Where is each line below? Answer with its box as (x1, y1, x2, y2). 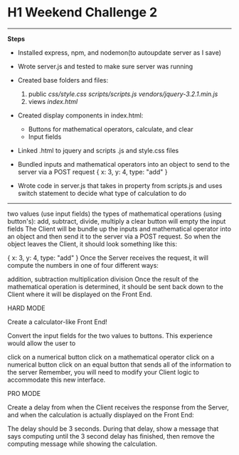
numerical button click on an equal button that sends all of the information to (7, 360, 232, 369)
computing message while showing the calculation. (7, 439, 158, 448)
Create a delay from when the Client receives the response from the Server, (7, 403, 229, 412)
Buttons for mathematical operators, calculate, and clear (28, 125, 193, 133)
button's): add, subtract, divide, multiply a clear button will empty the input (7, 216, 226, 225)
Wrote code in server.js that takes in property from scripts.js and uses (17, 181, 223, 189)
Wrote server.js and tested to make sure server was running (17, 62, 193, 70)
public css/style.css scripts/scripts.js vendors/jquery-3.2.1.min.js (28, 90, 218, 98)
